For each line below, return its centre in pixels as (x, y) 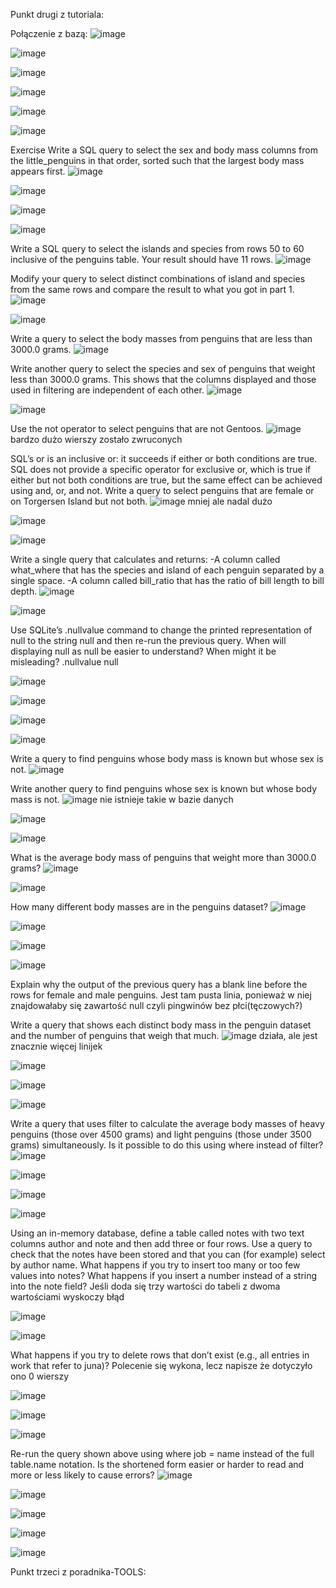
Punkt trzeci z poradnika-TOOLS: (78, 1572)
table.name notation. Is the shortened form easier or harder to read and (157, 1464)
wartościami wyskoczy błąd (67, 1297)
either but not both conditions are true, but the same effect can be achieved (166, 480)
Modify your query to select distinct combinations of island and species (158, 278)
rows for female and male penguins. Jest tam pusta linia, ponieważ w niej (161, 995)
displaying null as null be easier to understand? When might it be (143, 651)
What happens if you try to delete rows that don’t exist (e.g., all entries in (160, 1355)
